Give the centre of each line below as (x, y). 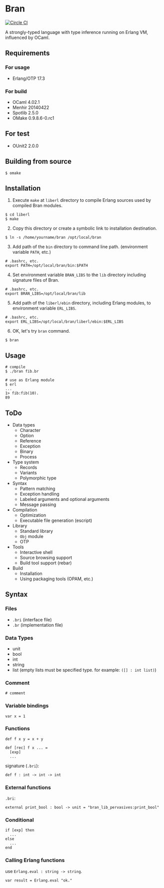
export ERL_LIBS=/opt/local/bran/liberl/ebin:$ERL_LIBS (64, 322)
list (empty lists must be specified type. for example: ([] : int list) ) (84, 670)
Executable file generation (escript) (56, 520)
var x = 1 (15, 716)
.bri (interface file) (32, 619)
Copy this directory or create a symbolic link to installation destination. (84, 228)
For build (16, 91)
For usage (17, 67)
